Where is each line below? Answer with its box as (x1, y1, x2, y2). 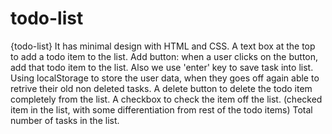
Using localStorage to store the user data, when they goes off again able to (10, 72, 320, 84)
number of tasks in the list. (10, 114, 120, 126)
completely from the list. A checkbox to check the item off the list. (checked (10, 93, 323, 105)
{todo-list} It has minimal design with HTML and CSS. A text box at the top (10, 40, 316, 52)
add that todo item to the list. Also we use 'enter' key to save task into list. (10, 61, 314, 73)
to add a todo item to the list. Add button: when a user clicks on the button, (10, 50, 319, 62)
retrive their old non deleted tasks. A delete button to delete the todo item (10, 82, 313, 94)
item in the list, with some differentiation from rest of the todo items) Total (10, 103, 313, 116)
